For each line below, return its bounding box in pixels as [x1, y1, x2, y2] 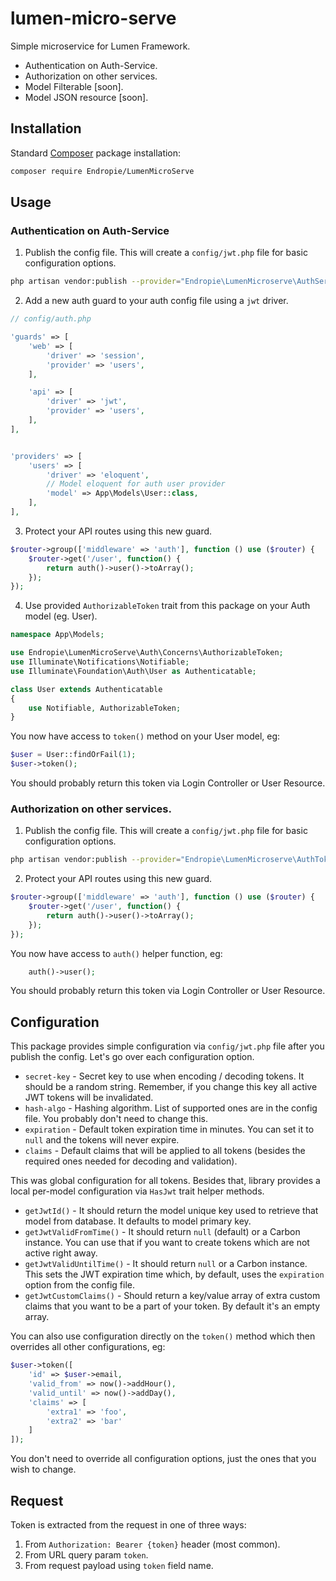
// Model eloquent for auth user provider [46, 479, 226, 489]
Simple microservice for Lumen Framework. [10, 40, 191, 52]
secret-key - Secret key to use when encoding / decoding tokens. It [24, 1070, 305, 1082]
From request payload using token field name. [24, 1559, 214, 1571]
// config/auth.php [10, 314, 92, 324]
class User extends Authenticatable [10, 684, 163, 694]
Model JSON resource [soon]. [24, 91, 149, 103]
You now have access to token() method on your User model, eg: [10, 730, 281, 742]
